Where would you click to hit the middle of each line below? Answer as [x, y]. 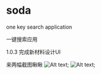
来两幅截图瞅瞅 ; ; [51, 64]
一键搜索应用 [22, 39]
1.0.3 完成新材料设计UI [34, 52]
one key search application [39, 27]
